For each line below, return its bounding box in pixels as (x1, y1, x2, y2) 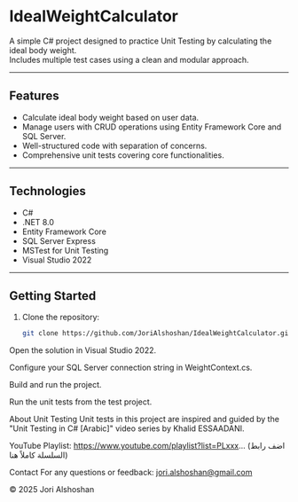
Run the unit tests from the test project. (9, 396, 153, 407)
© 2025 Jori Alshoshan (9, 484, 95, 495)
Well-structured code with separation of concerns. (21, 140, 208, 151)
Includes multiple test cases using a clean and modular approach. (9, 54, 250, 65)
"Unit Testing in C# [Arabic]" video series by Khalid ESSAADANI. (9, 423, 246, 434)
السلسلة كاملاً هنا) (9, 450, 68, 460)
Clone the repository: (21, 312, 100, 323)
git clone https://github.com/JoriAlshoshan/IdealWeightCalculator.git (21, 329, 293, 338)
